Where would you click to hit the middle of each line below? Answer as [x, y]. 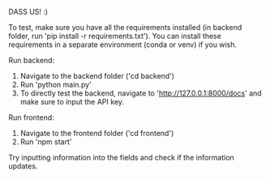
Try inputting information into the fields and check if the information [122, 158]
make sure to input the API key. [72, 102]
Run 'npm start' [46, 142]
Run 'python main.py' [56, 85]
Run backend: [32, 60]
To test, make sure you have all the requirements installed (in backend [125, 27]
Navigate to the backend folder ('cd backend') [97, 76]
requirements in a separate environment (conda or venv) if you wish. [123, 45]
